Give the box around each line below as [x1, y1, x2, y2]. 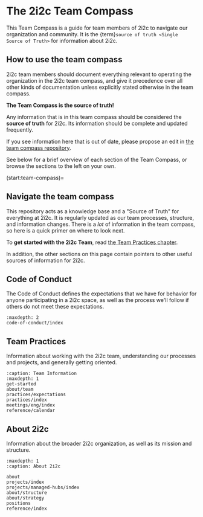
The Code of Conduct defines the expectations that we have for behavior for [6, 290, 197, 297]
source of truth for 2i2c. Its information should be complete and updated [6, 120, 188, 127]
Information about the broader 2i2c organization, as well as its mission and [6, 440, 192, 447]
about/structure [6, 490, 47, 496]
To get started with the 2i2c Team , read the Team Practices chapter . [6, 239, 178, 246]
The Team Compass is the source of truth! [6, 101, 114, 109]
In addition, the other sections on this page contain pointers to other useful [6, 250, 193, 257]
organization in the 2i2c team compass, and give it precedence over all [6, 77, 183, 84]
